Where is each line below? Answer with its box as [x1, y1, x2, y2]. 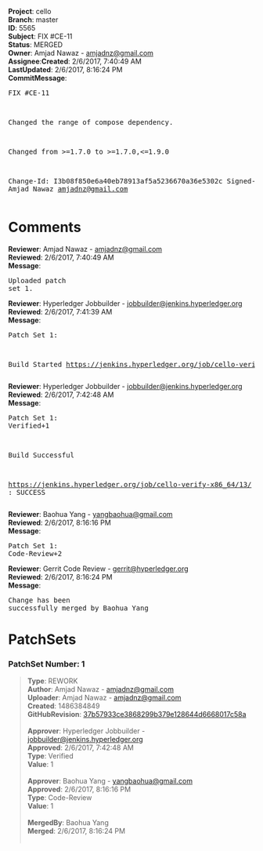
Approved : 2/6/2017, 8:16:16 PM [27, 784, 131, 795]
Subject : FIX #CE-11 [8, 31, 73, 41]
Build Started [8, 360, 63, 369]
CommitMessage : [8, 74, 67, 82]
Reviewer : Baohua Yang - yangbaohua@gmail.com [8, 509, 174, 518]
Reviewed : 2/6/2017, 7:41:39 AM [8, 307, 113, 316]
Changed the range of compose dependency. [8, 118, 174, 126]
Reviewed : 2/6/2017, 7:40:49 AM [8, 253, 115, 262]
